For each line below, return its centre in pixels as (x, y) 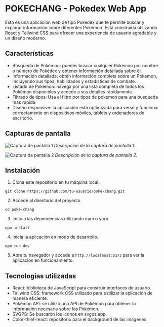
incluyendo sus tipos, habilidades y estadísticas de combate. (74, 81)
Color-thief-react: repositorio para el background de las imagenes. (80, 320)
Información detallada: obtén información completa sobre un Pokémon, (85, 76)
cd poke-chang (20, 210)
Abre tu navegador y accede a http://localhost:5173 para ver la (78, 255)
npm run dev (17, 246)
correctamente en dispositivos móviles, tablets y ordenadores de (78, 113)
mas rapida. (24, 102)
